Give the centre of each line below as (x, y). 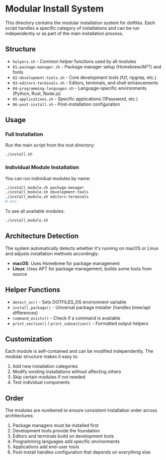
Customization (29, 339)
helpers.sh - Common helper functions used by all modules (74, 61)
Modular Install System (55, 9)
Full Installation (24, 134)
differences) (25, 313)
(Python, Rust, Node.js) (37, 93)
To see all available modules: (35, 211)
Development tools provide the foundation (56, 431)
